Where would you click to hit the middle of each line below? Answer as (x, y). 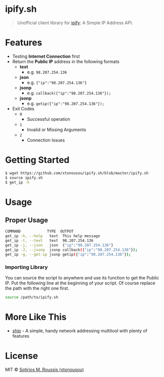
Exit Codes (23, 108)
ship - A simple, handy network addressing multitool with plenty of (80, 331)
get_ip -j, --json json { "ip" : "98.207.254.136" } (59, 245)
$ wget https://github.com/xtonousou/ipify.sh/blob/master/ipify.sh (77, 173)
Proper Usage (27, 220)
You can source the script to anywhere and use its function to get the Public (82, 277)
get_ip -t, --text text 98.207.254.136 (49, 241)
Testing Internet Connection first (46, 56)
